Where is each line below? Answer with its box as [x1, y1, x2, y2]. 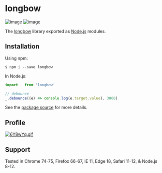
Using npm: [5, 55, 28, 61]
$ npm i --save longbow [5, 64, 53, 69]
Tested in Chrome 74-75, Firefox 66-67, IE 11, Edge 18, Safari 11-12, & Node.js [5, 158, 158, 164]
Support [5, 145, 30, 154]
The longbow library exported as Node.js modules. [5, 28, 106, 34]
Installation [5, 42, 40, 51]
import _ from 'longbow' [5, 82, 55, 87]
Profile [5, 118, 26, 126]
